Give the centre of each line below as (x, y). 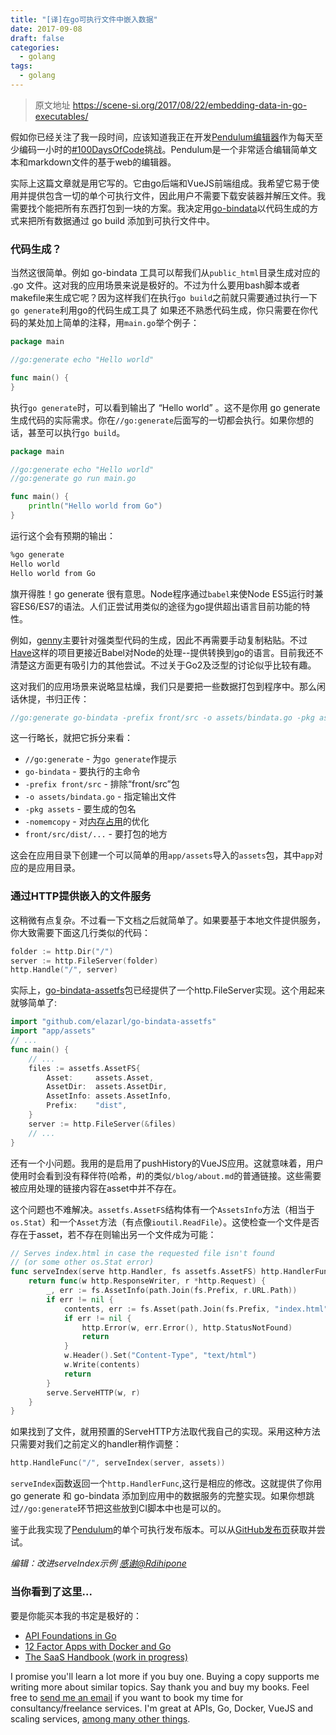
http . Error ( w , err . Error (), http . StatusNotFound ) (187, 1327)
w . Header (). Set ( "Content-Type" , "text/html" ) (160, 1356)
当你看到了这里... (51, 1592)
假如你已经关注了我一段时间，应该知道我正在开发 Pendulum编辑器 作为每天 (162, 137)
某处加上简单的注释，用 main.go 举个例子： (113, 323)
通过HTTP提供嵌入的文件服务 (81, 896)
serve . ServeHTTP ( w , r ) (93, 1392)
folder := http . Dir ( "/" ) (62, 951)
